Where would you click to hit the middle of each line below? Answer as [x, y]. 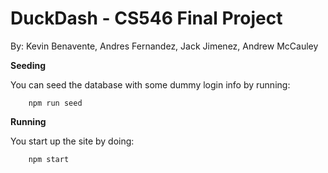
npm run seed [55, 103]
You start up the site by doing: [72, 141]
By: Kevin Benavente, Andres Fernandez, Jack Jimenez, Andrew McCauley [164, 46]
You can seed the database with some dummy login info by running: [150, 84]
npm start [49, 159]
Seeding [28, 65]
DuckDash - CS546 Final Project [146, 18]
